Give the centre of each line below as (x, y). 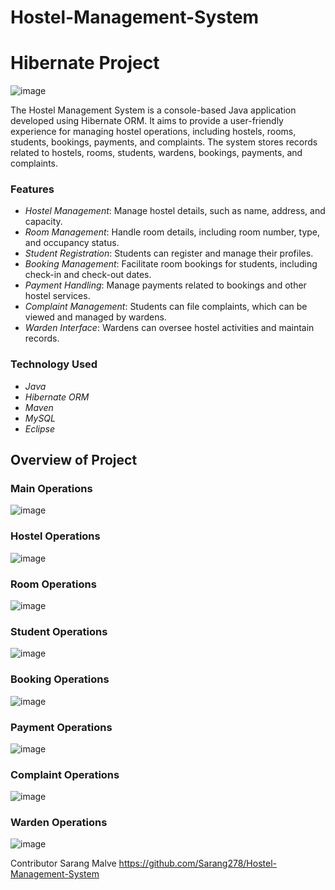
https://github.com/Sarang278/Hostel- (197, 863)
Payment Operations (61, 727)
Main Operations (51, 489)
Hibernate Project (85, 63)
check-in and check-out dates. (88, 275)
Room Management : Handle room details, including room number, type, (172, 232)
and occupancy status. (72, 243)
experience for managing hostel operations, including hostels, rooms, (153, 132)
